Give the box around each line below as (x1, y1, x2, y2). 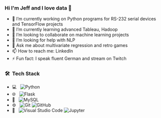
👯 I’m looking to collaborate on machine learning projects (11, 32, 129, 38)
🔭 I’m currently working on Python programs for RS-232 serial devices (11, 16, 157, 22)
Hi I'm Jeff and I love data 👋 (4, 4, 72, 11)
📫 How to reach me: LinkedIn (11, 48, 73, 54)
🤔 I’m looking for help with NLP (11, 37, 76, 43)
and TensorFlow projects (11, 21, 63, 27)
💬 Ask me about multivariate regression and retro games (11, 42, 128, 48)
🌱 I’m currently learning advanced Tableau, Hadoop (11, 26, 118, 32)
